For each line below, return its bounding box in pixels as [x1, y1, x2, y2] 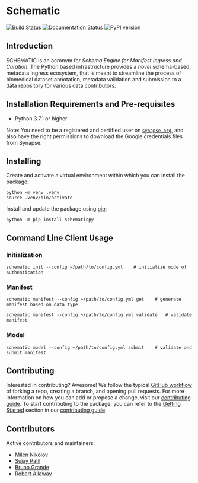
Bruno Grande [14, 464, 49, 471]
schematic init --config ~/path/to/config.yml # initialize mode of [6, 264, 187, 271]
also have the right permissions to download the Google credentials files [6, 132, 183, 140]
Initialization [6, 250, 43, 259]
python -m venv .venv [6, 190, 60, 196]
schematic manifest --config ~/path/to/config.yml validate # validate [6, 312, 193, 318]
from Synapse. [6, 139, 42, 146]
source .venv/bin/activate [6, 195, 73, 201]
